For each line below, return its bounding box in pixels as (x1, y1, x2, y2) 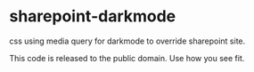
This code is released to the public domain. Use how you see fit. (9, 52, 245, 63)
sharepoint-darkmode (9, 6, 176, 27)
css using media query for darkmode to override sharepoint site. (9, 36, 246, 46)
